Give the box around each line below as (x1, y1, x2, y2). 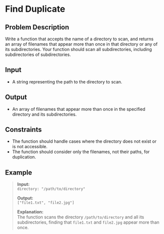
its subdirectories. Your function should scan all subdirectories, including (5, 47, 152, 52)
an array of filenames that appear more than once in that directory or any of (5, 41, 158, 47)
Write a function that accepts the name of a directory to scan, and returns (5, 36, 154, 42)
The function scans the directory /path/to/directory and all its (17, 214, 144, 220)
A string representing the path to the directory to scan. (12, 78, 122, 84)
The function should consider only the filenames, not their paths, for (12, 149, 150, 155)
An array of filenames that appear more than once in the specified (12, 106, 145, 112)
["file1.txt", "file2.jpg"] (17, 200, 74, 206)
